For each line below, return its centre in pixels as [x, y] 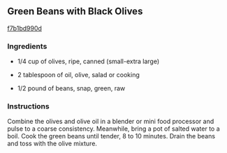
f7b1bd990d [24, 28]
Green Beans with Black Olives [75, 11]
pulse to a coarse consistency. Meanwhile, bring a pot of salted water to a [113, 129]
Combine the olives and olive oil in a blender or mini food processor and [111, 122]
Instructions [29, 106]
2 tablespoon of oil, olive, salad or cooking [78, 75]
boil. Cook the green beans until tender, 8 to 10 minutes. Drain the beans [111, 136]
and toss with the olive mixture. [52, 144]
